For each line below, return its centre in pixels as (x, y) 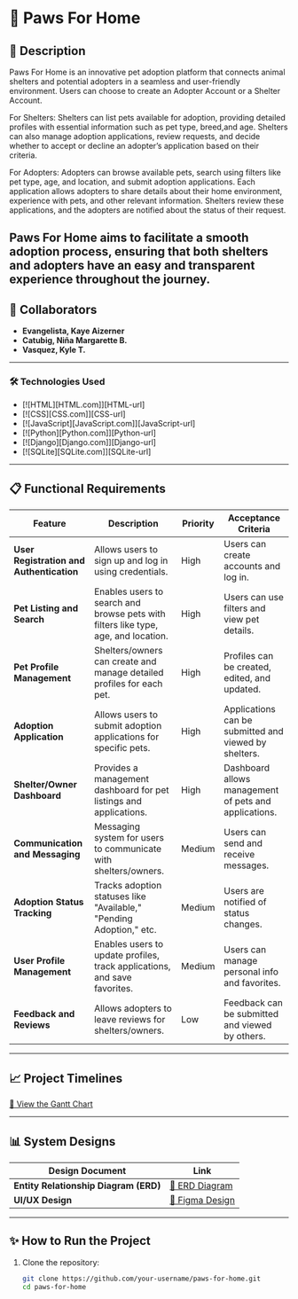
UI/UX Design (43, 1200)
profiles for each (129, 684)
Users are (244, 891)
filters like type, (126, 625)
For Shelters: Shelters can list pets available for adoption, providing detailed (148, 117)
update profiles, (127, 955)
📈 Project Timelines (66, 1078)
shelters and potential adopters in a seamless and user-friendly (125, 82)
